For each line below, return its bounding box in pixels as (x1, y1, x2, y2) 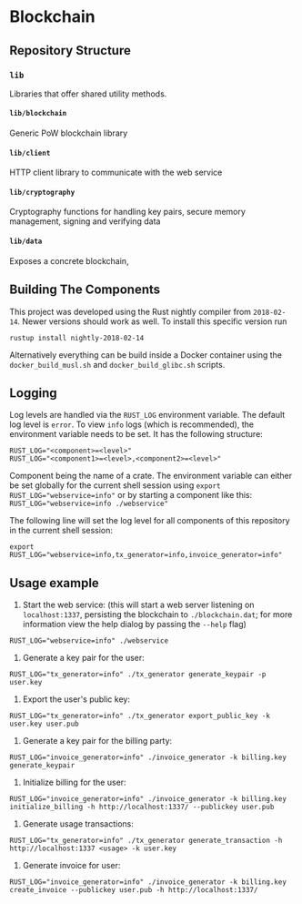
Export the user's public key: (22, 694, 130, 705)
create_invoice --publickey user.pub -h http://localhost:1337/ (9, 886, 258, 895)
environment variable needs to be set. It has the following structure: (9, 429, 264, 440)
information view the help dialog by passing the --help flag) (22, 619, 247, 630)
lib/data (9, 237, 43, 247)
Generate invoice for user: (22, 860, 121, 871)
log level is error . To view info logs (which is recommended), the (9, 419, 255, 430)
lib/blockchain (9, 109, 67, 118)
